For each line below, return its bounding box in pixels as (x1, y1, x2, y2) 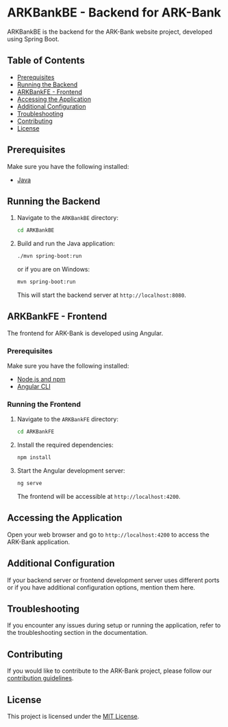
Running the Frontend (7, 400, 81, 410)
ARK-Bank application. (7, 537, 71, 546)
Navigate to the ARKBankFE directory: (16, 415, 118, 423)
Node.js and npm (16, 375, 66, 383)
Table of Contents (7, 55, 86, 67)
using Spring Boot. (7, 34, 60, 43)
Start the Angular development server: (16, 467, 125, 475)
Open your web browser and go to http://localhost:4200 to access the (7, 530, 210, 539)
